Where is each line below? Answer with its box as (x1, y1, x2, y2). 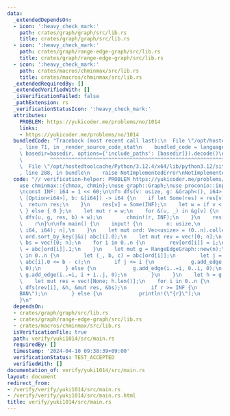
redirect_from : (7, 380, 51, 387)
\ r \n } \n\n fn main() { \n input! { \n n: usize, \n (19, 220, 201, 227)
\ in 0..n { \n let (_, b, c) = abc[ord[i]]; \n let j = (19, 252, 222, 259)
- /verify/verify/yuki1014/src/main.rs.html (7, 392, 136, 400)
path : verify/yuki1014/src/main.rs (13, 335, 115, 342)
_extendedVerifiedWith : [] (13, 86, 90, 93)
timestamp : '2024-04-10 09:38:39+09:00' (13, 347, 130, 355)
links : (19, 125, 38, 132)
